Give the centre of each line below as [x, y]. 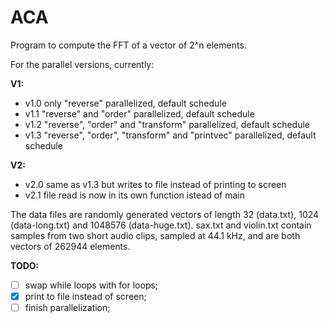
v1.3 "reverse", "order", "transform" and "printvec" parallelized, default [170, 135]
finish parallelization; [67, 308]
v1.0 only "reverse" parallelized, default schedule [125, 103]
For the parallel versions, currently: [82, 64]
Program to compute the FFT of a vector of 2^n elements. [128, 45]
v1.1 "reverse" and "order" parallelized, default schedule [139, 113]
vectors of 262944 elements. [70, 246]
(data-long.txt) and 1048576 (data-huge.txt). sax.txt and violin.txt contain [161, 225]
